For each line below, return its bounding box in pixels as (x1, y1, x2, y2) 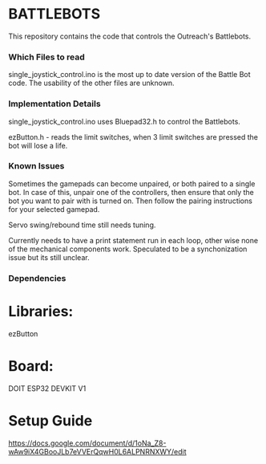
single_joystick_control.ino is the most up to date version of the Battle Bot (8, 70, 251, 79)
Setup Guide (8, 411, 93, 429)
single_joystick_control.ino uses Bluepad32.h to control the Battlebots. (8, 116, 240, 126)
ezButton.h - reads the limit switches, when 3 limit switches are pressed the (8, 132, 259, 141)
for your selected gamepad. (8, 204, 100, 214)
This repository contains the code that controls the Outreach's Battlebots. (8, 31, 252, 41)
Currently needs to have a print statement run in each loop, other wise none (8, 235, 259, 245)
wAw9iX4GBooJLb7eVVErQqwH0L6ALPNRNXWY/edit (8, 446, 187, 456)
